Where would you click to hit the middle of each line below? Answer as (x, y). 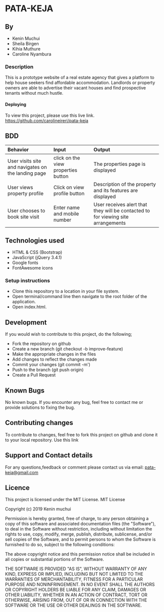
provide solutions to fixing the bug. (40, 407)
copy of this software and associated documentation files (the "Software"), (81, 524)
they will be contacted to (122, 211)
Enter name (67, 208)
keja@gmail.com (22, 472)
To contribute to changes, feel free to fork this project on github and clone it (81, 434)
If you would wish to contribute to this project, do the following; (69, 334)
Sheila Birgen (25, 44)
